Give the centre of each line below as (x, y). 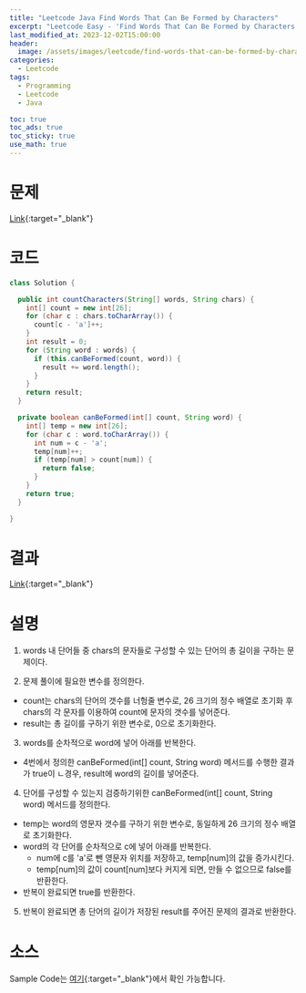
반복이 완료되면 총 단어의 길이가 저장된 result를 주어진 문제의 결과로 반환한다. (159, 912)
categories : (32, 60)
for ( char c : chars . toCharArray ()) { (99, 316)
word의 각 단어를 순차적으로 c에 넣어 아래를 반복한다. (117, 847)
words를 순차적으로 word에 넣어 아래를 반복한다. (109, 743)
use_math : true (38, 145)
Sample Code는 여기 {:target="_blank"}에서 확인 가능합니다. (117, 979)
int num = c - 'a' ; (70, 443)
